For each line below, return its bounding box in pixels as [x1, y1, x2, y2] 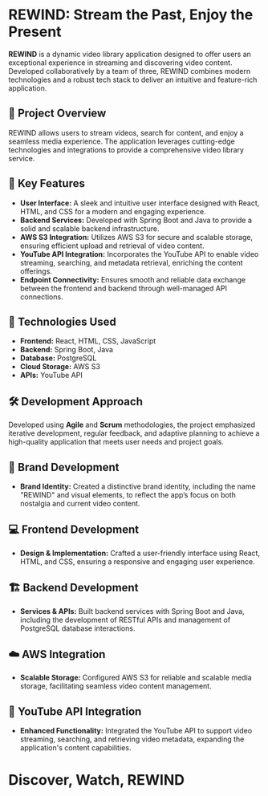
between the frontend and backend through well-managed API [19, 283, 227, 293]
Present [8, 22, 62, 41]
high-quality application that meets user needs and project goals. [8, 437, 225, 447]
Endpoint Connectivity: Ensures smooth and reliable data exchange [19, 274, 246, 284]
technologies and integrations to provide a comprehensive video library [8, 144, 245, 154]
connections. [19, 291, 63, 302]
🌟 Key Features [8, 177, 86, 190]
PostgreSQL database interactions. [19, 623, 136, 633]
